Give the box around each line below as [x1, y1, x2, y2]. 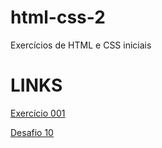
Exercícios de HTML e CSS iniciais [10, 39, 152, 51]
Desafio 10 [10, 126, 54, 138]
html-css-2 [10, 6, 106, 29]
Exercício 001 [10, 107, 66, 119]
